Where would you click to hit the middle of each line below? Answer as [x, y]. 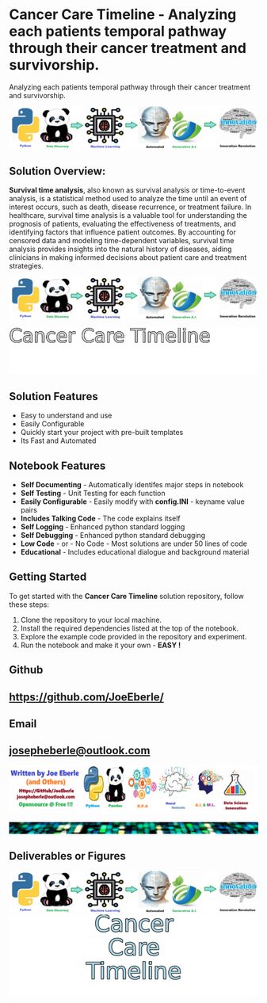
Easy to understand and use [66, 416]
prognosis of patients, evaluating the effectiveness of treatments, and [123, 224]
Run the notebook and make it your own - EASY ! [101, 645]
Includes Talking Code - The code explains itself [100, 519]
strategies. [27, 266]
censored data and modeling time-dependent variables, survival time [122, 241]
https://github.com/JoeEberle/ [87, 697]
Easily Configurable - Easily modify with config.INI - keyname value [132, 501]
